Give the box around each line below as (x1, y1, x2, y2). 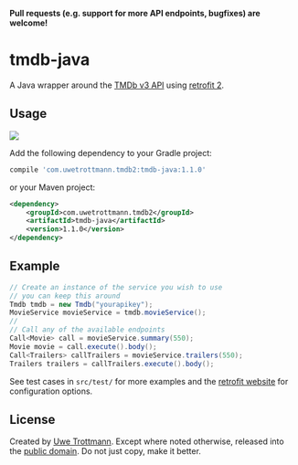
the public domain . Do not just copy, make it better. (9, 446, 201, 457)
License (9, 411, 56, 428)
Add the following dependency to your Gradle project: (9, 147, 212, 158)
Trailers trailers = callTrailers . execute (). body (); (9, 359, 215, 368)
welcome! (9, 17, 48, 28)
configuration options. (9, 386, 93, 396)
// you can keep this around (9, 291, 121, 301)
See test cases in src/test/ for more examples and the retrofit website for (9, 375, 289, 386)
